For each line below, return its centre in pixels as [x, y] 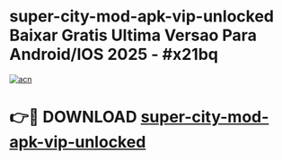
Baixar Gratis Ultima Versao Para [133, 35]
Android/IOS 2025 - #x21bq [114, 55]
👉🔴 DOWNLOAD [73, 117]
